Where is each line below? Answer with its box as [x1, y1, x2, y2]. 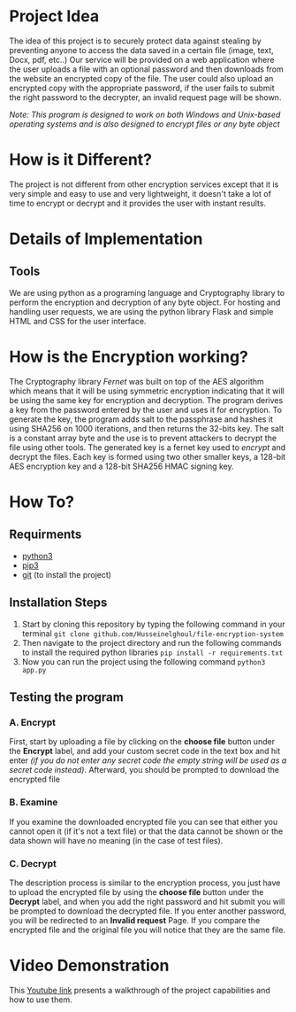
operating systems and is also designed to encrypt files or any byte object [9, 118, 280, 129]
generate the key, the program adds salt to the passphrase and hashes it [9, 414, 274, 424]
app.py [21, 666, 47, 674]
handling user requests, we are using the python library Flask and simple [9, 306, 274, 316]
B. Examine [9, 796, 58, 808]
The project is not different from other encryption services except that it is [9, 179, 279, 190]
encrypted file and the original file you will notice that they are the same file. [9, 924, 285, 935]
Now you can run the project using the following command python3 [21, 656, 266, 666]
